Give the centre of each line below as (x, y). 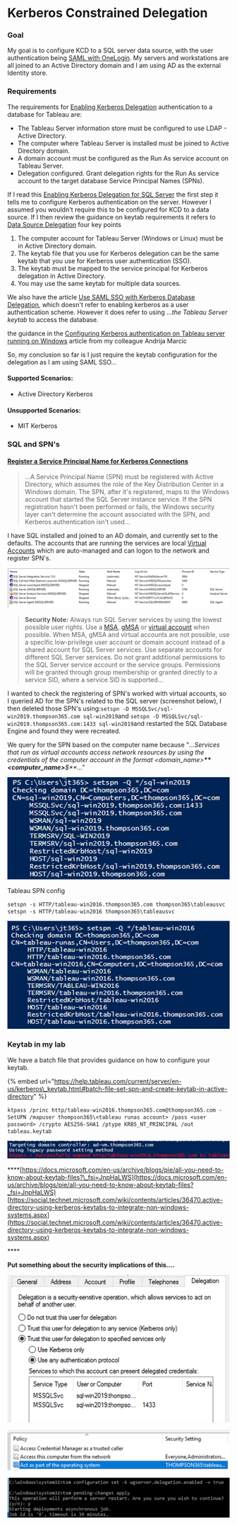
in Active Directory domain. (57, 246)
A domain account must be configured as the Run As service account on (123, 158)
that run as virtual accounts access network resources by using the (106, 752)
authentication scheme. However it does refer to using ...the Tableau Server (117, 312)
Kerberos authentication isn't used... (77, 522)
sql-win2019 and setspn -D (121, 715)
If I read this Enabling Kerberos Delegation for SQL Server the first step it (113, 194)
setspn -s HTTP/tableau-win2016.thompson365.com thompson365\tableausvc (116, 904)
